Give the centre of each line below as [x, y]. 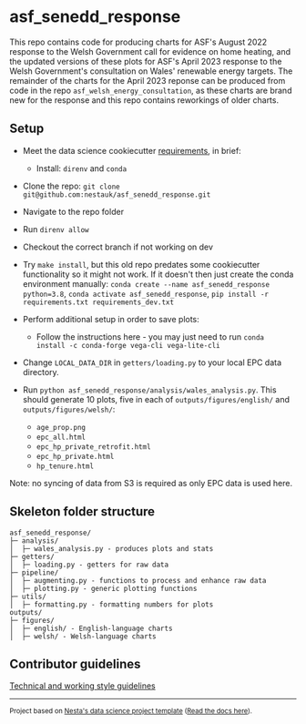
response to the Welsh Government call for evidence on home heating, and [150, 51]
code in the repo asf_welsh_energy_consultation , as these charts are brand [151, 90]
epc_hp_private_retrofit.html [94, 447]
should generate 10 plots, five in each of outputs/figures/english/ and [156, 399]
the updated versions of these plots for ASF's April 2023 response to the [146, 61]
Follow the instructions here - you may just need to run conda [150, 337]
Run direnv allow [56, 229]
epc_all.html [61, 437]
